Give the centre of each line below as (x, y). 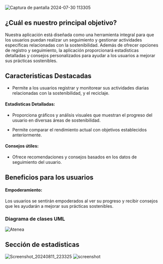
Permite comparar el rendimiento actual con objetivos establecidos (80, 130)
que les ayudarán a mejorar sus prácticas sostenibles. (59, 206)
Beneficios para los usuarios (49, 178)
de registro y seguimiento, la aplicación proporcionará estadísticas (72, 50)
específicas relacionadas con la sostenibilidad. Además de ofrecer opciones (82, 45)
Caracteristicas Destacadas (48, 76)
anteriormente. (27, 135)
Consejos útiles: (22, 146)
